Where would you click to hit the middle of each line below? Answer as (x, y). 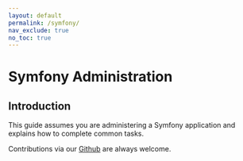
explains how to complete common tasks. (76, 134)
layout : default (35, 15)
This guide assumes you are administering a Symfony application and (122, 125)
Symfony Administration (91, 77)
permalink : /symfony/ (44, 23)
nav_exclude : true (39, 30)
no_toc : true (30, 38)
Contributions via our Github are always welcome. (90, 149)
